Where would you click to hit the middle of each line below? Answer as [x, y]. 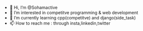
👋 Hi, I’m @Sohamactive [33, 8]
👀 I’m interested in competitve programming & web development [74, 13]
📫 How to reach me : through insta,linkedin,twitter [60, 23]
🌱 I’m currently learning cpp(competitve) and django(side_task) [73, 18]
